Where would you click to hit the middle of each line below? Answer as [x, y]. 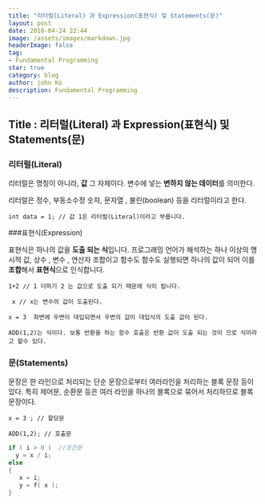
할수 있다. [32, 342]
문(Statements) [38, 362]
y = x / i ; [34, 456]
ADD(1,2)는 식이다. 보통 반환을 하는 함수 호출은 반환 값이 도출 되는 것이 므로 [123, 333]
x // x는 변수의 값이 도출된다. [57, 302]
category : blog [34, 75]
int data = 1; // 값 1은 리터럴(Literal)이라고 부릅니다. [97, 217]
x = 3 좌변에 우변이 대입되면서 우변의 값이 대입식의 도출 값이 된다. [108, 318]
